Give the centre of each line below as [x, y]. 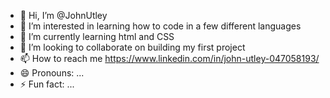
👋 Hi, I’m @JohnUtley [63, 15]
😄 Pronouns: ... [52, 73]
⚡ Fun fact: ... [47, 84]
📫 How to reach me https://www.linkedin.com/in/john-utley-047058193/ [169, 58]
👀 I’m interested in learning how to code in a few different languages [160, 26]
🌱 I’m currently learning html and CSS [97, 36]
